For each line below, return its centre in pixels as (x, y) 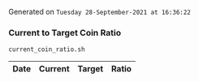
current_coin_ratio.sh (47, 50)
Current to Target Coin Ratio (65, 32)
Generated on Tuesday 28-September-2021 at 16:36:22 (99, 12)
